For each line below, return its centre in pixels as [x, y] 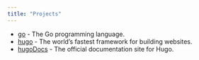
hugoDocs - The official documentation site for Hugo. [96, 49]
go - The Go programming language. [71, 34]
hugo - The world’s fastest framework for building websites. [105, 41]
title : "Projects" [34, 14]
